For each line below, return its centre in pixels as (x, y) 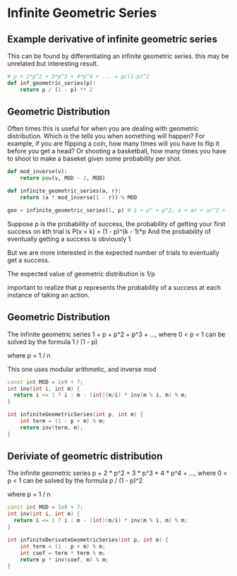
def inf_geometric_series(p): (52, 83)
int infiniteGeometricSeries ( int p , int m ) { (75, 415)
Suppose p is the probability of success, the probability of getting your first (116, 223)
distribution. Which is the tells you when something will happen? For (106, 136)
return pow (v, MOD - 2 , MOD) (63, 178)
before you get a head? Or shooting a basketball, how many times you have (117, 151)
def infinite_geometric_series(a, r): (64, 191)
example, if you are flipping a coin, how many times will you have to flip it (114, 143)
